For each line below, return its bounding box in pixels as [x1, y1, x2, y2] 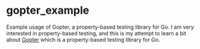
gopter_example [6, 4, 89, 17]
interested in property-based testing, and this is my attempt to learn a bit [6, 29, 187, 36]
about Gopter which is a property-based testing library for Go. [6, 36, 160, 43]
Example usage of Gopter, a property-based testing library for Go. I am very [6, 23, 195, 30]
